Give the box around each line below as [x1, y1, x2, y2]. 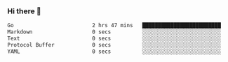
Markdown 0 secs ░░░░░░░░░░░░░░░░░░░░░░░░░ [7, 29, 221, 36]
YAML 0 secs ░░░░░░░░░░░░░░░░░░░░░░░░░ [7, 48, 221, 55]
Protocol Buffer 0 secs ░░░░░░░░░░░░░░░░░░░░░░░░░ [7, 41, 221, 48]
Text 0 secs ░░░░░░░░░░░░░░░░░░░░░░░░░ [7, 35, 221, 42]
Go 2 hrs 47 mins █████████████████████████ [7, 22, 221, 29]
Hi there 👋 [7, 6, 42, 16]
